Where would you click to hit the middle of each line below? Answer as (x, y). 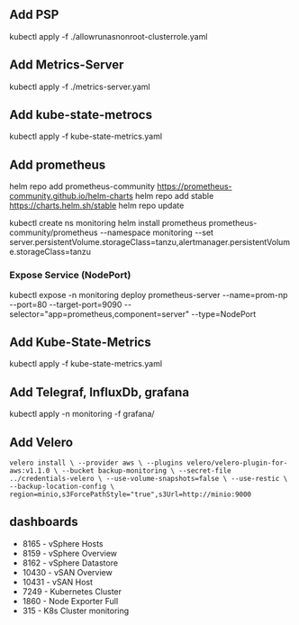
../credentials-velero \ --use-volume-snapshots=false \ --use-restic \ (149, 478)
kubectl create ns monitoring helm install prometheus (108, 223)
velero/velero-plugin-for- (237, 463)
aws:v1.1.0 (30, 471)
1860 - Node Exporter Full (70, 601)
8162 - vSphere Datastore (70, 563)
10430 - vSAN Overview (67, 572)
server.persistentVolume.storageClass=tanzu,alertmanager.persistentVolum (150, 242)
